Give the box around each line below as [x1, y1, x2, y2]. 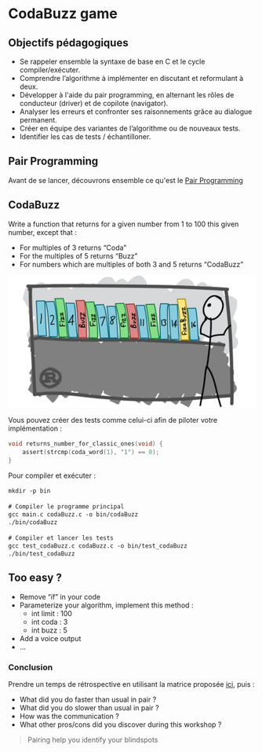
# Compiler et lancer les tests [8, 534, 114, 542]
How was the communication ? [19, 712, 119, 721]
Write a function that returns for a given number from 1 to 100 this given [8, 219, 239, 229]
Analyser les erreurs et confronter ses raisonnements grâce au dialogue [19, 107, 253, 116]
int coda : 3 [31, 617, 68, 626]
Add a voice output [19, 633, 82, 643]
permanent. [19, 116, 57, 124]
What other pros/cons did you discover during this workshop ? [19, 720, 222, 729]
